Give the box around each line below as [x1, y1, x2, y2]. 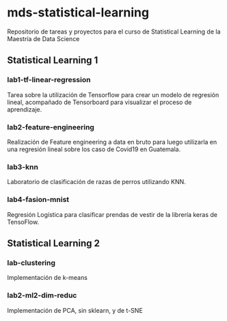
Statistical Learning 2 [7, 237, 101, 249]
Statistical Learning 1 [7, 55, 98, 66]
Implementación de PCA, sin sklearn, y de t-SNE [7, 306, 144, 314]
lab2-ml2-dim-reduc [7, 291, 77, 300]
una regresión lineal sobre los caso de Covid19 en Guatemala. [7, 145, 181, 153]
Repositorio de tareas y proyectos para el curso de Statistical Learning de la [7, 27, 221, 36]
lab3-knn [7, 162, 39, 172]
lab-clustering [7, 258, 56, 268]
